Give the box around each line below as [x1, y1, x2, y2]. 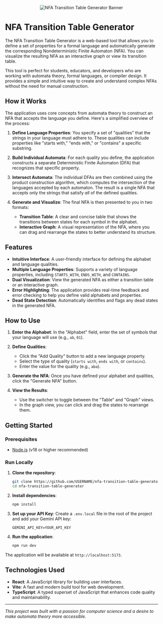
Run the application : [12, 533, 54, 540]
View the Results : [12, 387, 49, 393]
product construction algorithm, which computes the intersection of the [12, 179, 155, 185]
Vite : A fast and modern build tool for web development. [12, 584, 125, 590]
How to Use [5, 316, 41, 324]
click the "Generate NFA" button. [12, 378, 78, 384]
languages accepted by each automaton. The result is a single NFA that [12, 184, 155, 191]
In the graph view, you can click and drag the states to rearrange [19, 402, 149, 408]
